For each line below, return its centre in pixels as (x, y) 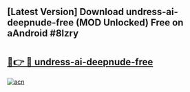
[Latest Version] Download (66, 12)
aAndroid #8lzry (43, 33)
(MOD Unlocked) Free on (129, 23)
